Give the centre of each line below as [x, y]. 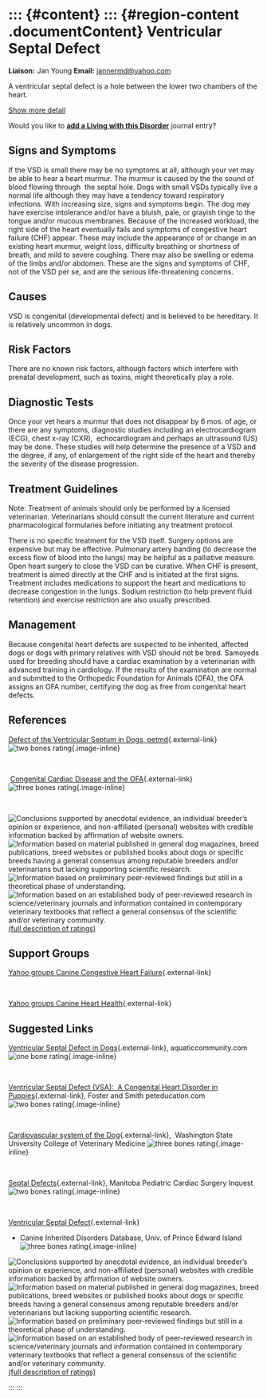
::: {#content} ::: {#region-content [124, 15]
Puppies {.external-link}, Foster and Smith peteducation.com [107, 1096]
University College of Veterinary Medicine [77, 1143]
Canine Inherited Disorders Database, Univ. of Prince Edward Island [131, 1238]
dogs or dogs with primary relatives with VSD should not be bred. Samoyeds [133, 653]
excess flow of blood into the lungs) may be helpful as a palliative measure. [132, 557]
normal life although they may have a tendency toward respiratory [116, 195]
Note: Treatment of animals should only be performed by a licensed [119, 508]
